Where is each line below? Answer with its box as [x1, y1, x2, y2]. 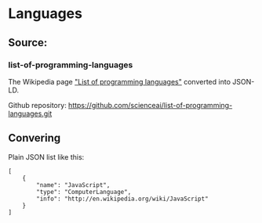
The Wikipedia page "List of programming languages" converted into [8, 77, 231, 86]
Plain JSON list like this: [8, 152, 85, 161]
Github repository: [8, 100, 67, 110]
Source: [8, 36, 48, 49]
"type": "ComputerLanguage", [36, 188, 132, 196]
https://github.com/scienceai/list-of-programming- [67, 100, 233, 110]
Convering [8, 131, 61, 145]
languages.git [8, 109, 53, 118]
